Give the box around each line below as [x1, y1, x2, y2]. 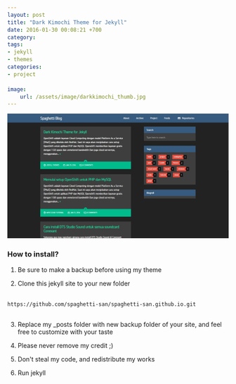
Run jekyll [17, 368, 46, 377]
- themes [7, 56, 33, 63]
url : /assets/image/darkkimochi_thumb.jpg [20, 93, 146, 100]
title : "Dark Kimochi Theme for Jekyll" [7, 18, 128, 26]
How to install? [7, 249, 59, 259]
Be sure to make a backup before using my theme [17, 265, 162, 274]
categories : [7, 63, 42, 70]
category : [7, 34, 37, 41]
